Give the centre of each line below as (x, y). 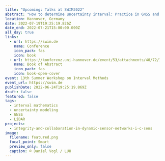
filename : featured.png (34, 137)
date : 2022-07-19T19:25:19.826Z (38, 23)
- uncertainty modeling (34, 110)
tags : (11, 101)
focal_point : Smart (29, 142)
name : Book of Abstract (38, 64)
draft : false (18, 92)
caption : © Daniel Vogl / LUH (40, 151)
